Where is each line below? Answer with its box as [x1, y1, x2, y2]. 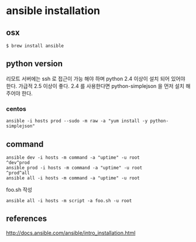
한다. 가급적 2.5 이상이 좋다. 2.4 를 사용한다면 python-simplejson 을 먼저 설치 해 [6, 82, 191, 89]
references [6, 214, 47, 224]
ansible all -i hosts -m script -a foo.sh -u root [6, 197, 132, 203]
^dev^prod [6, 159, 30, 165]
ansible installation [6, 4, 101, 18]
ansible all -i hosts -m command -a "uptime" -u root [6, 175, 140, 181]
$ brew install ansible [6, 43, 64, 49]
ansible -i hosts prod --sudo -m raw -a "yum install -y [6, 118, 148, 124]
